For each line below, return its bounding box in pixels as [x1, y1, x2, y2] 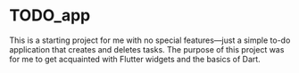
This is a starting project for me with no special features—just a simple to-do [9, 35, 291, 45]
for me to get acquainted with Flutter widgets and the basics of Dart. [9, 53, 261, 64]
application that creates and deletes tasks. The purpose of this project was [9, 44, 285, 54]
